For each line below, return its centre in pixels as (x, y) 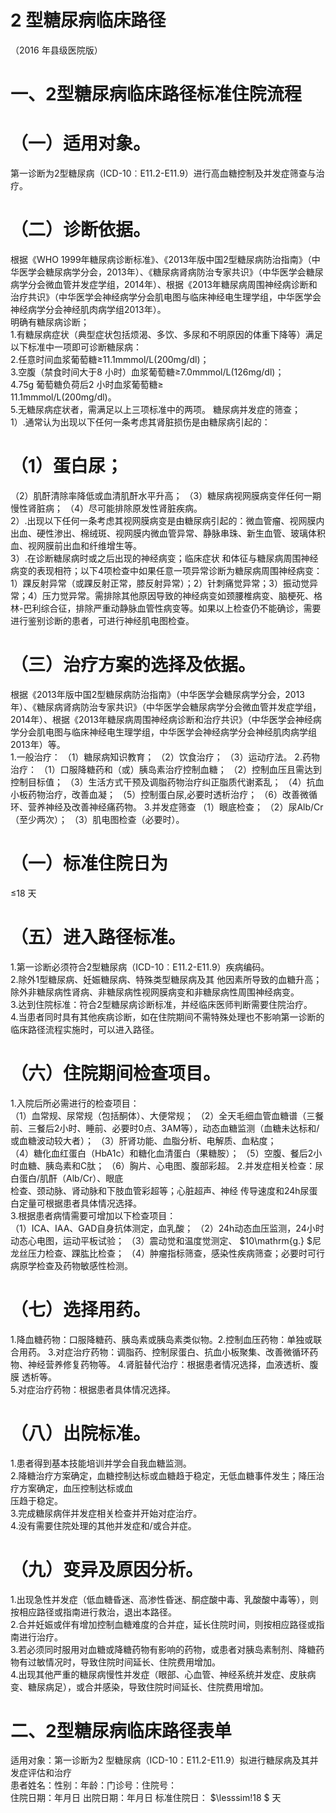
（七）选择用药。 (81, 1309)
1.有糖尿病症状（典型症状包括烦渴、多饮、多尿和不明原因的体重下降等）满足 (166, 334)
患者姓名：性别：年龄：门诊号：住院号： (93, 1785)
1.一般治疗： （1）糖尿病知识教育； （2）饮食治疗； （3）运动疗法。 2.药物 (165, 757)
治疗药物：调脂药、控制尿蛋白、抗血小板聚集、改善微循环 (191, 1352)
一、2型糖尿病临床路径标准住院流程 (156, 94)
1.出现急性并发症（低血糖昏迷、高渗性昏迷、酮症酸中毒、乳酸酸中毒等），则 (164, 1599)
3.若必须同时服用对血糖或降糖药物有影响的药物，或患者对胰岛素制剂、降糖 (163, 1649)
